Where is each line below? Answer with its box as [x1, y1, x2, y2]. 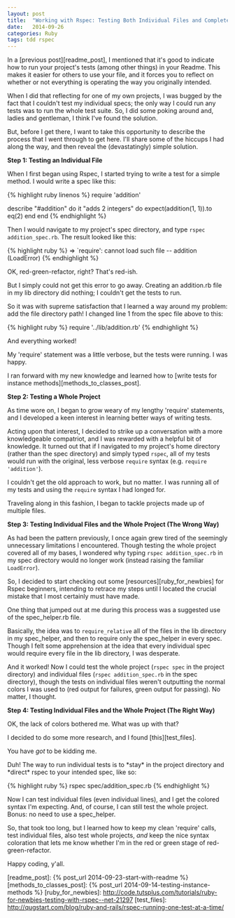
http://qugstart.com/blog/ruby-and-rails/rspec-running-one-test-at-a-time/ [7, 903, 225, 912]
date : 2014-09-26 [7, 23, 64, 30]
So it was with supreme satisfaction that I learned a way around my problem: [7, 302, 228, 311]
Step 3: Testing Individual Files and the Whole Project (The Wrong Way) [7, 520, 220, 528]
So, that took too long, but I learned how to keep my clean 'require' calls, [7, 824, 217, 832]
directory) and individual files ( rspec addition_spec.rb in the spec [7, 670, 198, 679]
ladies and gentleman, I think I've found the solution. [7, 114, 158, 123]
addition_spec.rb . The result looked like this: [7, 233, 137, 241]
